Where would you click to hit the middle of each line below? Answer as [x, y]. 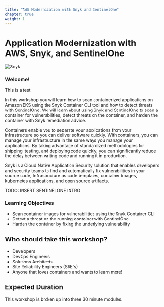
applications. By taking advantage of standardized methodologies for [75, 145]
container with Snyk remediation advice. [46, 120]
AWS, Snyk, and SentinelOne [65, 53]
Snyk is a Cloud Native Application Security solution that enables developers [82, 165]
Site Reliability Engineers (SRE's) [45, 266]
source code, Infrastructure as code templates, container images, [71, 175]
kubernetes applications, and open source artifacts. [57, 181]
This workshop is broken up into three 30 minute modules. [64, 299]
